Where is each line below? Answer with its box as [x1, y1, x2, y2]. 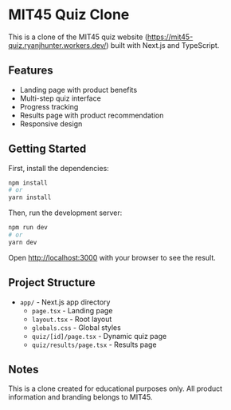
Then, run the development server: [8, 208, 123, 217]
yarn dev [8, 238, 37, 246]
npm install [8, 178, 48, 187]
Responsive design [19, 118, 83, 129]
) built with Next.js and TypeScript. [106, 40, 220, 50]
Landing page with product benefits [19, 85, 138, 94]
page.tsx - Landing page [31, 305, 113, 315]
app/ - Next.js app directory [19, 297, 111, 307]
